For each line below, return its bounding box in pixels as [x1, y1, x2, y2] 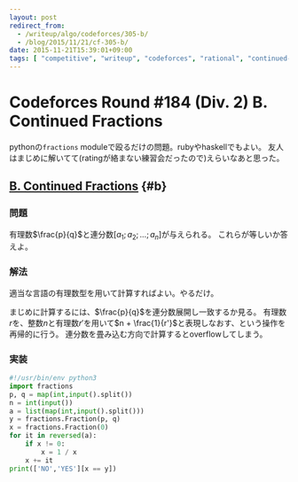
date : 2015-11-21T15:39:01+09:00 [9, 46, 133, 55]
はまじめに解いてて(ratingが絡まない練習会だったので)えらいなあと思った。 [9, 152, 285, 163]
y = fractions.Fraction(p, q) [9, 415, 122, 424]
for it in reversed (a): [9, 431, 98, 440]
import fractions [9, 382, 74, 391]
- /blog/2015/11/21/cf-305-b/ [17, 37, 129, 47]
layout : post [9, 12, 58, 22]
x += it [25, 455, 53, 465]
